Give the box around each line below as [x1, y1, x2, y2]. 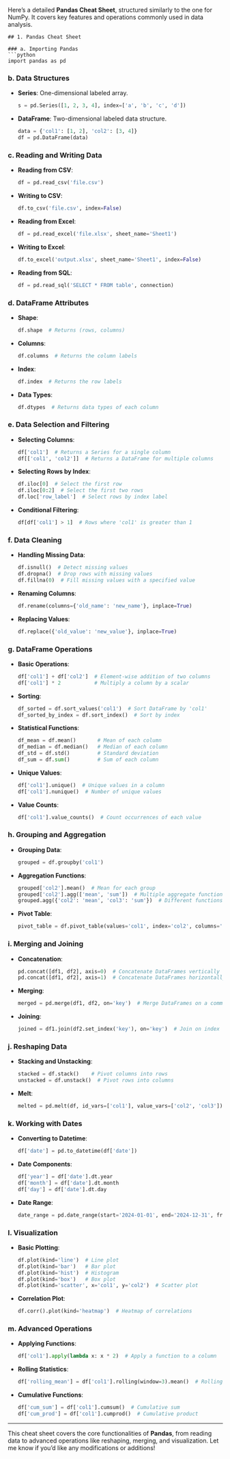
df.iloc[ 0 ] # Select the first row [17, 481, 122, 488]
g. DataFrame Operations [8, 644, 93, 653]
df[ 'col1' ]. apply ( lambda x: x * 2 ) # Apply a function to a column [17, 1353, 217, 1360]
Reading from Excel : [17, 217, 76, 225]
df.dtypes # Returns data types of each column [17, 403, 159, 410]
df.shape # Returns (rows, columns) [17, 327, 126, 334]
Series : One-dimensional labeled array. [17, 89, 128, 97]
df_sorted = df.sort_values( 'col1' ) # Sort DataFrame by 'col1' [17, 705, 207, 712]
